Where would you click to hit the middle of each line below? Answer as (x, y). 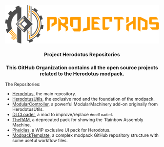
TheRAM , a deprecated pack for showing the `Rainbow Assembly (78, 120)
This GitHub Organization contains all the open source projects (82, 67)
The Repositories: (23, 84)
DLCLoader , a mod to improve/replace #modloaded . (62, 115)
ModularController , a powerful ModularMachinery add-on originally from (85, 104)
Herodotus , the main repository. (44, 94)
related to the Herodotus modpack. (82, 74)
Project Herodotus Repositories (82, 54)
